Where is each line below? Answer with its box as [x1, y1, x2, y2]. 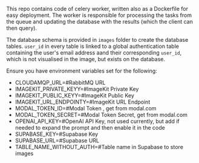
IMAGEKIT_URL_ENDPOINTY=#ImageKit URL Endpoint [15, 98, 151, 105]
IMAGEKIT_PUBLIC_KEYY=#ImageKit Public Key [15, 92, 135, 99]
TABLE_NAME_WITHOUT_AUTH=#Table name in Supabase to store [15, 144, 183, 150]
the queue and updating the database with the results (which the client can [6, 18, 194, 25]
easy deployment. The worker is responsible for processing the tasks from [6, 12, 192, 19]
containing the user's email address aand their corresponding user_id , [6, 49, 182, 56]
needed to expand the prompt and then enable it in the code [15, 124, 165, 131]
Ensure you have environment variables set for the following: [6, 67, 157, 75]
